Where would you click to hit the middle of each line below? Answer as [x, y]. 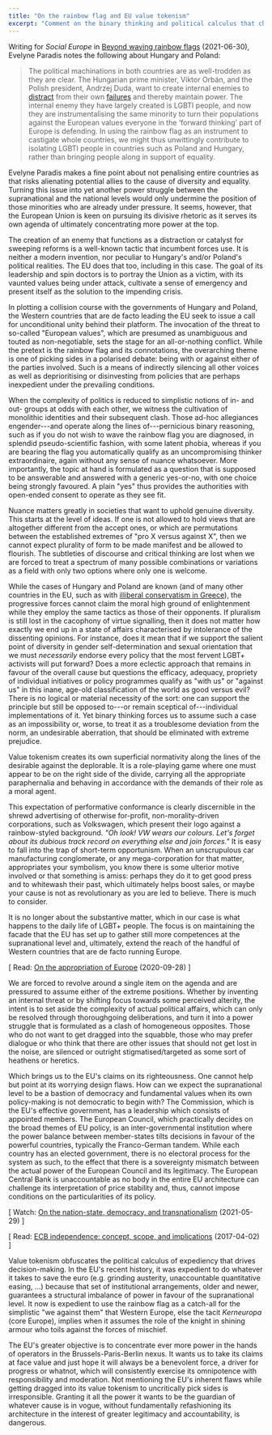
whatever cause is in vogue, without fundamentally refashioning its [120, 1405]
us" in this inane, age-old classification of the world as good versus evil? [130, 690]
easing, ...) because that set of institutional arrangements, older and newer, [134, 1286]
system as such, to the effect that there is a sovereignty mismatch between [134, 1161]
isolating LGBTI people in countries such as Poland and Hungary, [136, 148]
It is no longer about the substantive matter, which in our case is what [124, 917]
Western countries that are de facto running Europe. [95, 951]
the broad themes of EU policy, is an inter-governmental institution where [130, 1127]
